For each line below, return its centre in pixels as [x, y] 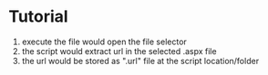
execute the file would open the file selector [104, 42]
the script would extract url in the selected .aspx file [119, 51]
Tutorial [39, 17]
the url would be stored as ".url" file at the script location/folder [140, 61]
